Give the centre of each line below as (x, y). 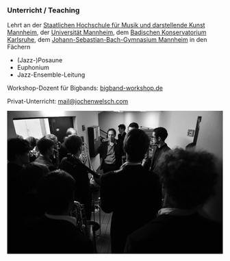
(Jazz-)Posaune (40, 60)
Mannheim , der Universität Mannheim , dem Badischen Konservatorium (107, 32)
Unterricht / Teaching (43, 10)
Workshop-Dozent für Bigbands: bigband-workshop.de (85, 88)
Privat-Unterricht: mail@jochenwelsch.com (68, 101)
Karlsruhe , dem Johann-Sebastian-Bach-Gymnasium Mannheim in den (107, 40)
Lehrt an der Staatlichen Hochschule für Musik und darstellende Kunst (106, 25)
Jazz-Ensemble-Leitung (51, 75)
